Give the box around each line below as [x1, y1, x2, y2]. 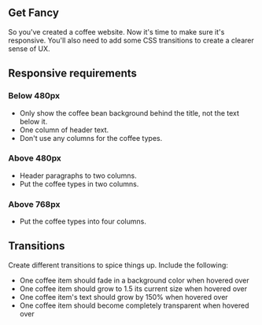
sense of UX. [8, 43, 50, 54]
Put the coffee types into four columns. [19, 216, 147, 227]
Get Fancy [8, 6, 59, 20]
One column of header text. [19, 125, 109, 135]
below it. [19, 116, 48, 126]
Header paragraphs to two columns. [19, 171, 138, 180]
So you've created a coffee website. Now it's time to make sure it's [8, 27, 225, 36]
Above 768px [8, 198, 61, 209]
